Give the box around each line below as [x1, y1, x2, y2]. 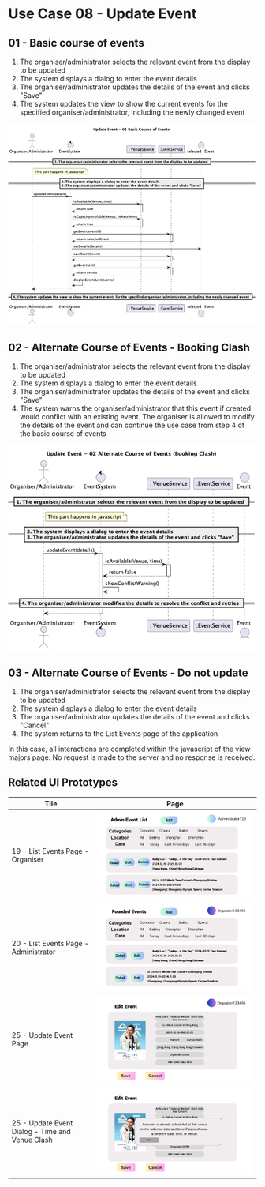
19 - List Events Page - [11, 847, 89, 856]
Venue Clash [11, 1135, 53, 1145]
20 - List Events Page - [11, 938, 89, 948]
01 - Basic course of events [8, 36, 144, 50]
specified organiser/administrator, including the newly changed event [19, 107, 245, 117]
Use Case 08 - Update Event [8, 5, 197, 23]
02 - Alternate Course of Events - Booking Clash [8, 340, 250, 354]
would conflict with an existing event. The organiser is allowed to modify [19, 412, 255, 422]
